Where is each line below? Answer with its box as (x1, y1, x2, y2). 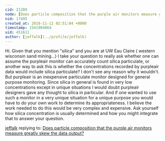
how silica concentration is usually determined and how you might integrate (5, 110, 158, 116)
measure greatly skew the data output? (5, 130, 84, 136)
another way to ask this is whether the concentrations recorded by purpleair (5, 63, 159, 69)
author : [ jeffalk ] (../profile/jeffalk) (5, 35, 87, 40)
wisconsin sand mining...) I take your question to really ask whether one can (5, 53, 159, 59)
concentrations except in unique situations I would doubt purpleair (5, 84, 139, 90)
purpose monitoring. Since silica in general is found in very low (5, 79, 133, 85)
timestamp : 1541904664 (5, 25, 52, 30)
